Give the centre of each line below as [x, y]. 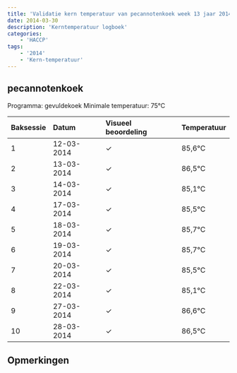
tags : [15, 47]
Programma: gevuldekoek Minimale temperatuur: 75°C [86, 105]
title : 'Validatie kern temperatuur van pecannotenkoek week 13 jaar [112, 14]
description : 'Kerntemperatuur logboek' [68, 27]
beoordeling [126, 131]
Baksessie [29, 127]
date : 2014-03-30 [33, 20]
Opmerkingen [38, 360]
